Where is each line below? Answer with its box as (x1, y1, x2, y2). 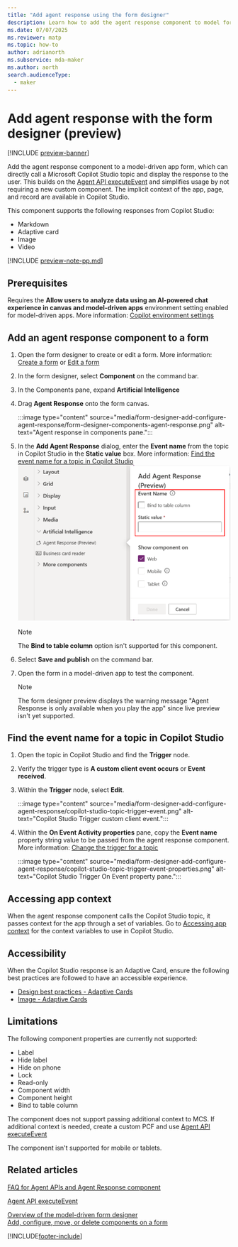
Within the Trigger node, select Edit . (17, 786, 125, 794)
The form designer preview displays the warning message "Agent (17, 696, 209, 705)
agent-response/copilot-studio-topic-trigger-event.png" (17, 807, 182, 815)
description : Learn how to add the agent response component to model (7, 18, 220, 26)
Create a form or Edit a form (17, 358, 100, 367)
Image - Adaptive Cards (17, 995, 88, 1004)
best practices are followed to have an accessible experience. (7, 974, 188, 982)
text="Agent (17, 428, 53, 436)
